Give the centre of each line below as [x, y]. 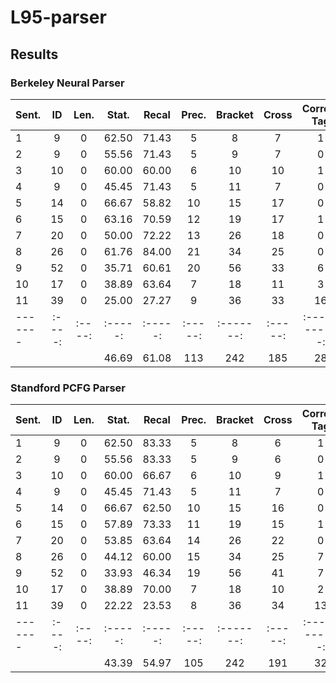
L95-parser [58, 17]
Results [34, 54]
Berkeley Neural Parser [67, 83]
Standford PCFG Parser [68, 388]
